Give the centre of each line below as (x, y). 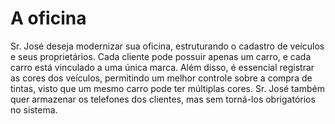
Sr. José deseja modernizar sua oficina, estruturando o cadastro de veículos (167, 46)
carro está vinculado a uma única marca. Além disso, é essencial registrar (162, 67)
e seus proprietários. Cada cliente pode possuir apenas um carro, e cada (161, 56)
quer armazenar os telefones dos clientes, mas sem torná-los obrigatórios (163, 99)
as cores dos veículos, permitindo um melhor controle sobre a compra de (161, 78)
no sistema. (34, 109)
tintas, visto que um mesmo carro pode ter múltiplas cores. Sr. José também (167, 88)
